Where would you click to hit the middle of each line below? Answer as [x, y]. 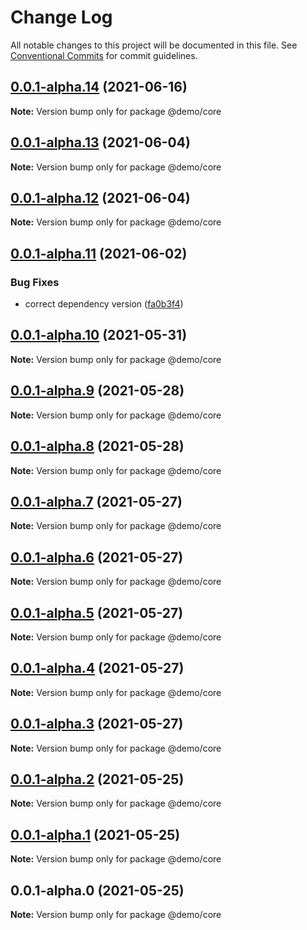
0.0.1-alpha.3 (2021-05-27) [97, 724]
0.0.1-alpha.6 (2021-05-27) [97, 557]
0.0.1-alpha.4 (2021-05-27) [97, 668]
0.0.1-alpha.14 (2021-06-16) [99, 87]
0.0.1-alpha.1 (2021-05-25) [95, 834]
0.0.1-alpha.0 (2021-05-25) [97, 890]
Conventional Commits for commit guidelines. [104, 55]
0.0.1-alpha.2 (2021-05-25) [97, 779]
